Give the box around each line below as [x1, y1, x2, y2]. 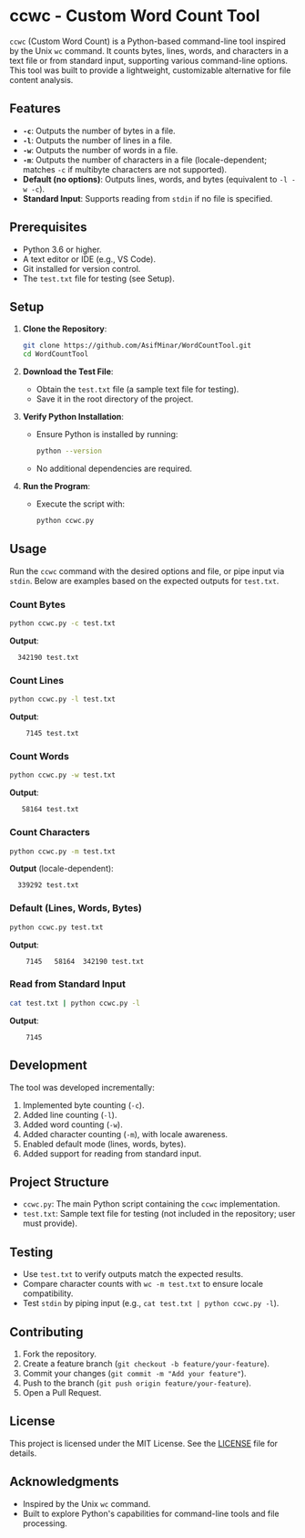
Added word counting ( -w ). [22, 1119, 123, 1130]
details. [9, 1448, 37, 1459]
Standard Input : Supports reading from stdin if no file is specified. [22, 193, 273, 204]
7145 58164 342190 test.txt [25, 957, 145, 966]
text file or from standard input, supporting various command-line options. [9, 55, 289, 66]
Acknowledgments [9, 1474, 120, 1490]
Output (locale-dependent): [9, 863, 114, 874]
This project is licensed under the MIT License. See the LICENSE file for [9, 1438, 279, 1449]
